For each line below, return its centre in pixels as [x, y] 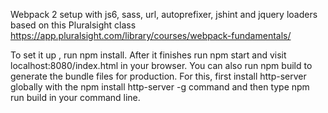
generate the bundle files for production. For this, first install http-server [158, 76]
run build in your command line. [75, 97]
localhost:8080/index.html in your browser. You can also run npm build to [161, 65]
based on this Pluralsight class [73, 25]
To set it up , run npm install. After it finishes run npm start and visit [148, 55]
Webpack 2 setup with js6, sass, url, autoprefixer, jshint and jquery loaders [164, 14]
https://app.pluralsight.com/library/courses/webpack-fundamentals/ [151, 35]
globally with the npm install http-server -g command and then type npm [160, 87]
